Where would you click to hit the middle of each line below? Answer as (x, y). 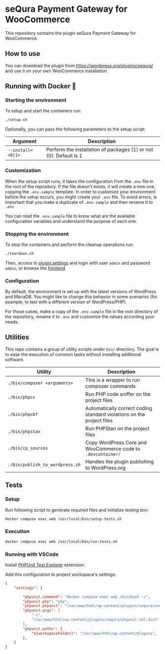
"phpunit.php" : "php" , (46, 601)
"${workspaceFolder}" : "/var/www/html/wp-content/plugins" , (94, 633)
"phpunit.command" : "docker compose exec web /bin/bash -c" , (87, 597)
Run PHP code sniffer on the (118, 394)
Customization (23, 170)
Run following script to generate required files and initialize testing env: (77, 510)
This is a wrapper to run (112, 380)
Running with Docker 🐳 (41, 86)
